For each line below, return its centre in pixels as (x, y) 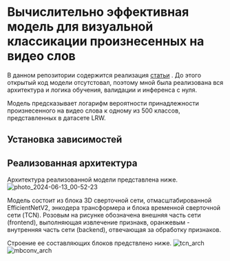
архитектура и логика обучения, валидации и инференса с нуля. (102, 90)
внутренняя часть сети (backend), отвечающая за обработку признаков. (114, 230)
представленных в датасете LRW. (56, 117)
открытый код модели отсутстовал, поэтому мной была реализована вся (115, 82)
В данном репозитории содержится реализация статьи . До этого (104, 75)
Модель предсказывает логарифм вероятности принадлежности (103, 103)
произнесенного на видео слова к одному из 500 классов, (94, 110)
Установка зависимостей (65, 140)
